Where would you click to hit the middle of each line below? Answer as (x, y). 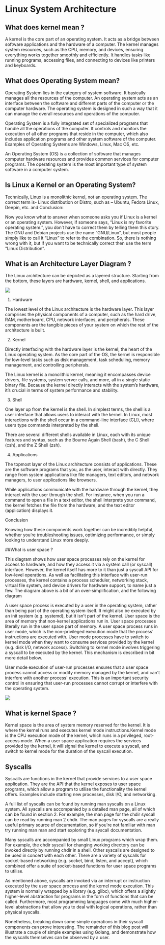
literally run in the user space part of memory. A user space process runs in (82, 626)
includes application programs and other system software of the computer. (81, 139)
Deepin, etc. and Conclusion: (34, 207)
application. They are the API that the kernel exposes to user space (73, 784)
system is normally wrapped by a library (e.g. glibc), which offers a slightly (81, 891)
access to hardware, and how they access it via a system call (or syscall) (79, 564)
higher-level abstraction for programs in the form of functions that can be (79, 897)
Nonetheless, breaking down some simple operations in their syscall (74, 922)
